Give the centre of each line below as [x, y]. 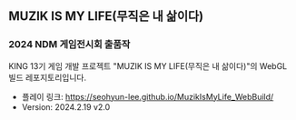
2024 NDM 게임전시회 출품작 [69, 45]
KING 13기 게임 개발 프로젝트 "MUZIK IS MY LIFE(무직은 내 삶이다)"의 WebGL [148, 65]
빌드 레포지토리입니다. [48, 77]
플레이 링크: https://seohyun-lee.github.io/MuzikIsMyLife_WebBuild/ [148, 96]
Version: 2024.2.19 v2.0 [66, 106]
